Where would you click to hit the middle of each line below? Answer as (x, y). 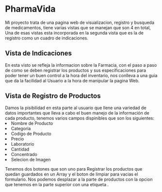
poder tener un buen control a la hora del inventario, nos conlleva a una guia (81, 75)
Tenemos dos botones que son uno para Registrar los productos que (74, 169)
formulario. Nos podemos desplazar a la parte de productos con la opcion (79, 179)
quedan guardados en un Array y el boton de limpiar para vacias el (72, 174)
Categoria (21, 128)
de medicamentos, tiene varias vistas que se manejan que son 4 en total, (78, 27)
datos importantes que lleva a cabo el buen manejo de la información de (77, 113)
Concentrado (24, 154)
